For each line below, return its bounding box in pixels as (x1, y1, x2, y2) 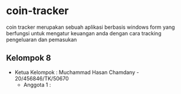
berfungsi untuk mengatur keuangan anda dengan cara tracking (6, 29, 162, 36)
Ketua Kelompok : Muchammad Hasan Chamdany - (14, 69, 140, 76)
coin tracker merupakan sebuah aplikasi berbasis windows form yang (6, 23, 175, 31)
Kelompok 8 (6, 53, 51, 63)
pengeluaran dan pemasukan (6, 36, 77, 43)
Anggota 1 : (23, 81, 51, 88)
